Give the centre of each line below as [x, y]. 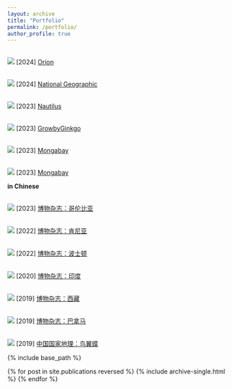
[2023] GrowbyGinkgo [48, 129]
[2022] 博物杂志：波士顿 [51, 254]
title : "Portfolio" [36, 21]
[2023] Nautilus [39, 106]
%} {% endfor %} [33, 379]
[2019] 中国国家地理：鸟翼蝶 [57, 344]
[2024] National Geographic [57, 84]
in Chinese [23, 186]
